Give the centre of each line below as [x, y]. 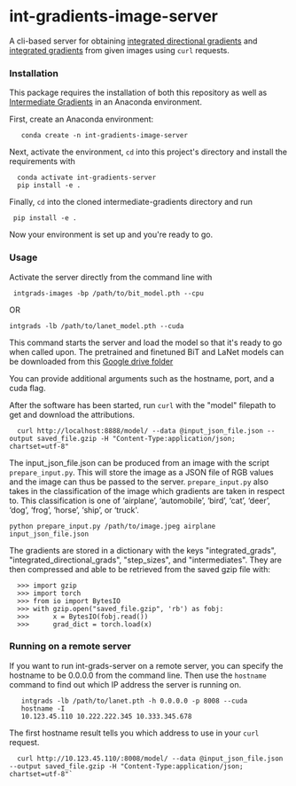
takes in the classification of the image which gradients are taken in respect [147, 491]
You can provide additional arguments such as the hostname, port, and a [142, 378]
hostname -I [43, 708]
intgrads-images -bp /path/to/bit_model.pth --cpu [108, 293]
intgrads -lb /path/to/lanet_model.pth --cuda [97, 326]
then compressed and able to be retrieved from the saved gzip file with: [140, 569]
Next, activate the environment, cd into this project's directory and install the [148, 152]
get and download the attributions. [72, 414]
